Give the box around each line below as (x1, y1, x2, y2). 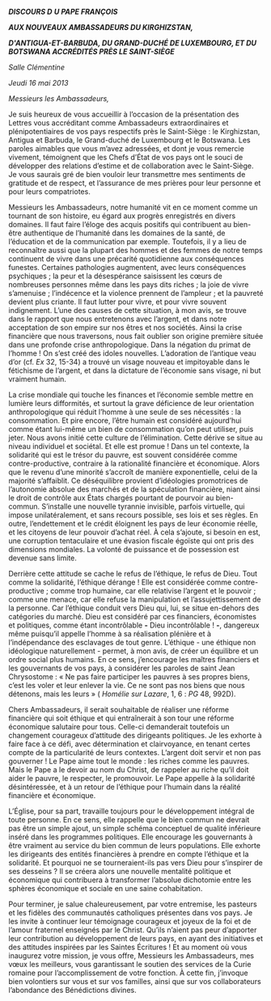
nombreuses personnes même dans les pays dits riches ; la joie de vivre (8, 280, 249, 289)
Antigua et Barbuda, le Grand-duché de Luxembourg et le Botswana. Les (8, 135, 251, 145)
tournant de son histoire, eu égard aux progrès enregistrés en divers (8, 211, 236, 221)
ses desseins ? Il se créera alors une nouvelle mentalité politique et (8, 867, 232, 876)
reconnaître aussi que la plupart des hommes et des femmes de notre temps (8, 246, 263, 255)
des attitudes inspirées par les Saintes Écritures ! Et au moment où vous (8, 942, 248, 952)
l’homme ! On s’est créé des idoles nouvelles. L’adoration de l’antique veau (8, 348, 256, 358)
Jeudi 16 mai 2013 (8, 78, 69, 87)
